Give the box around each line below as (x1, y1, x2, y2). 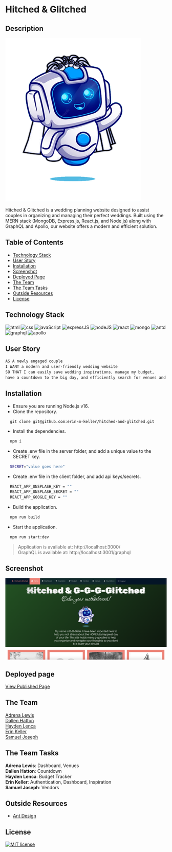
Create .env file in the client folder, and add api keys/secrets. (12, 473, 141, 480)
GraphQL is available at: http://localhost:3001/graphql (17, 549, 131, 555)
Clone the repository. (12, 408, 57, 415)
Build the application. (12, 504, 57, 510)
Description (5, 24, 44, 33)
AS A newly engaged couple (5, 359, 63, 364)
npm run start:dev (10, 535, 50, 540)
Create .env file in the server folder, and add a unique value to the (12, 448, 152, 454)
